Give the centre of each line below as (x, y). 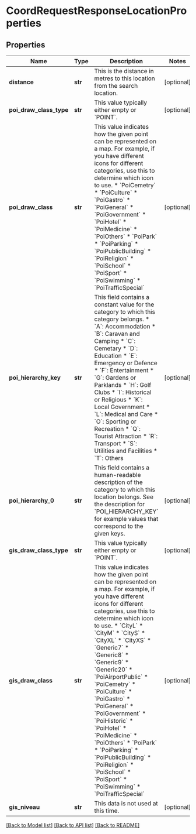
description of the (118, 482)
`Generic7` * (112, 648)
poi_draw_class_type (39, 110)
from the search (116, 86)
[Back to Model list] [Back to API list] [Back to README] (73, 825)
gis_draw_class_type (38, 550)
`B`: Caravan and (117, 334)
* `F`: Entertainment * (124, 370)
